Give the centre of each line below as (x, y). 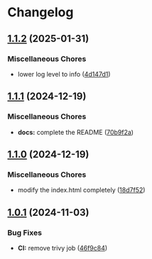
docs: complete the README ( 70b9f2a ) (75, 132)
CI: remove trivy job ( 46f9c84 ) (63, 248)
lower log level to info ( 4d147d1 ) (64, 74)
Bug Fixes (25, 233)
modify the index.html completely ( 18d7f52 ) (81, 190)
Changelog (40, 12)
